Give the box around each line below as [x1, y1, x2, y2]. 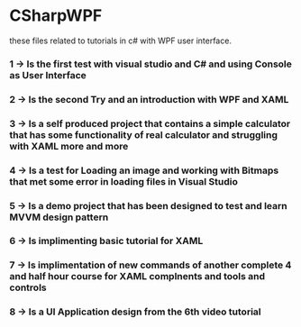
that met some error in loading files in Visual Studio [9, 175, 239, 187]
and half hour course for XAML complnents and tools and [9, 270, 266, 283]
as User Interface [9, 68, 87, 81]
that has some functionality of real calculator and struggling [9, 128, 278, 141]
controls [9, 281, 47, 294]
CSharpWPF [9, 5, 103, 26]
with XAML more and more [9, 140, 129, 152]
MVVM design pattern [9, 211, 109, 223]
